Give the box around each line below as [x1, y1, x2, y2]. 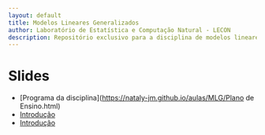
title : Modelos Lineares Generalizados [8, 19, 140, 27]
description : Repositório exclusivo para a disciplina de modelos [8, 33, 231, 42]
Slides [8, 67, 50, 85]
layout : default [8, 11, 62, 20]
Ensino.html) [19, 101, 61, 111]
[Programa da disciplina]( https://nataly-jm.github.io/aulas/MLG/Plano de [19, 93, 255, 103]
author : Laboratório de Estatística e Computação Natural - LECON [8, 26, 231, 34]
